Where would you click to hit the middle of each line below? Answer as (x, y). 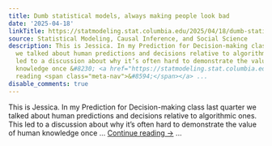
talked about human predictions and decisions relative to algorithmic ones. (133, 115)
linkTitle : (27, 31)
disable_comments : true (49, 84)
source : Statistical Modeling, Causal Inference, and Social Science (128, 39)
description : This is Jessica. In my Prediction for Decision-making (128, 46)
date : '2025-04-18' (41, 24)
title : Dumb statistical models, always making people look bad (119, 16)
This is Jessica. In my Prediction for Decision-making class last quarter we (132, 107)
